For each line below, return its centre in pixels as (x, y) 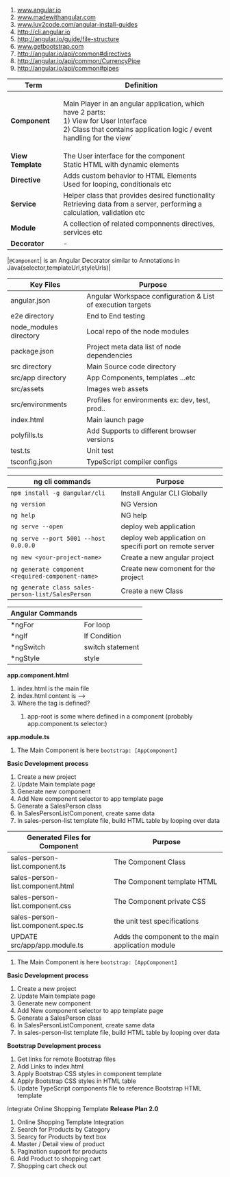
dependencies (110, 355)
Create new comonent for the (168, 569)
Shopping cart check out (52, 1166)
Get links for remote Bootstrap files (66, 1059)
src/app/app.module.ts (47, 945)
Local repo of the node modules (138, 331)
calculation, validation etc (104, 212)
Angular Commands (44, 613)
